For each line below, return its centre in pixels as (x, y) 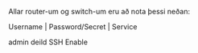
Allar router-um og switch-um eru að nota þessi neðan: (99, 11)
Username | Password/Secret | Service (73, 26)
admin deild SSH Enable (48, 42)
